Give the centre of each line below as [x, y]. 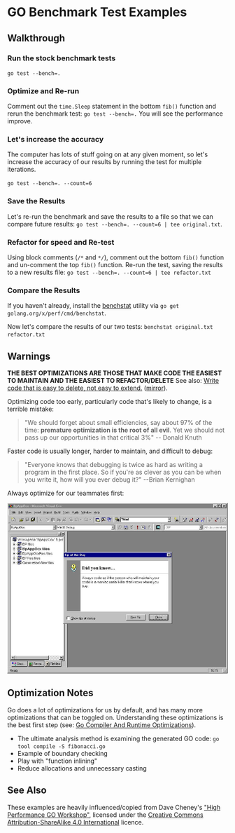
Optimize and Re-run [43, 90]
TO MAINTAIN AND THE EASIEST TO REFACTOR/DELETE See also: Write [113, 381]
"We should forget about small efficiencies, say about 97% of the [118, 423]
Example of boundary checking [63, 753]
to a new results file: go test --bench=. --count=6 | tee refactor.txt [109, 272]
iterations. [22, 170]
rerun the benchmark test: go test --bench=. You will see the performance [115, 114]
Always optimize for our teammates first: [66, 493]
